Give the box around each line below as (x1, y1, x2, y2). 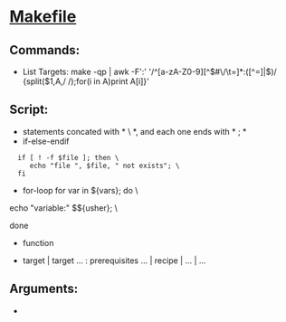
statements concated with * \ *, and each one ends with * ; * (22, 126, 247, 137)
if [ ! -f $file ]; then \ (17, 153, 119, 162)
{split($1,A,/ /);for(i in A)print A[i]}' (22, 76, 149, 87)
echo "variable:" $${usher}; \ (9, 202, 118, 213)
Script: (9, 102, 49, 118)
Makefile (9, 6, 77, 27)
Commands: (9, 43, 81, 58)
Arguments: (9, 281, 79, 297)
